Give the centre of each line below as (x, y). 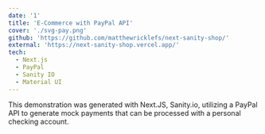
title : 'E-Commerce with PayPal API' (71, 23)
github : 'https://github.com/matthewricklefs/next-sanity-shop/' (119, 38)
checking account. (39, 121)
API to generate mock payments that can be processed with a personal (125, 113)
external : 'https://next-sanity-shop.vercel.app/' (94, 45)
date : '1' (25, 15)
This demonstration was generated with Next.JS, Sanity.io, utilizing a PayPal (133, 105)
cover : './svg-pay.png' (48, 30)
